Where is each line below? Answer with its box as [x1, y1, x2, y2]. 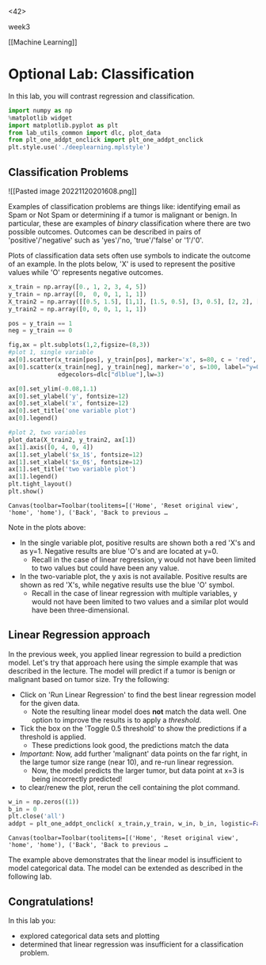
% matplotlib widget [8, 114, 73, 122]
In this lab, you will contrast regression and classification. [8, 91, 196, 101]
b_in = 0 [8, 805, 37, 813]
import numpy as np [8, 106, 73, 114]
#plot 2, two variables [8, 429, 87, 437]
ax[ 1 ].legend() [8, 473, 59, 481]
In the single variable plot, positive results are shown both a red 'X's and [19, 538, 256, 547]
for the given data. [19, 698, 81, 708]
